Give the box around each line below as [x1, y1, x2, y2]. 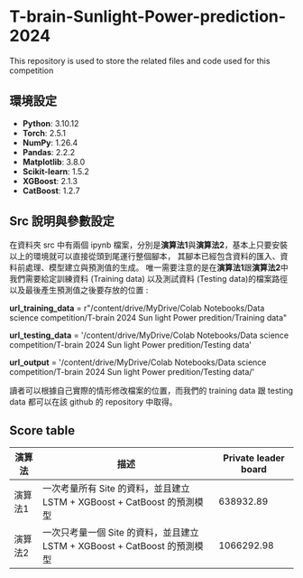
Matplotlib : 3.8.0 [22, 156, 86, 167]
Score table [9, 423, 75, 438]
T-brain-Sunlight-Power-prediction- [9, 6, 287, 27]
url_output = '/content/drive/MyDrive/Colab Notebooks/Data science [9, 357, 267, 368]
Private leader [223, 452, 286, 464]
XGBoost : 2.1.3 [22, 175, 78, 186]
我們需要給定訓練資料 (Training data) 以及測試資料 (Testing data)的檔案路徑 [9, 273, 289, 284]
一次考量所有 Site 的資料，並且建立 [41, 482, 190, 495]
